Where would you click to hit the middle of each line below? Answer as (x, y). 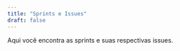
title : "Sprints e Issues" (47, 14)
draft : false (27, 20)
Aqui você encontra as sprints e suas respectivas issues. (90, 40)
